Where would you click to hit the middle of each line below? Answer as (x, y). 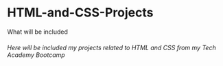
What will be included (38, 32)
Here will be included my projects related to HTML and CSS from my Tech (111, 47)
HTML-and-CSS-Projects (80, 13)
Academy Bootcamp (36, 55)
